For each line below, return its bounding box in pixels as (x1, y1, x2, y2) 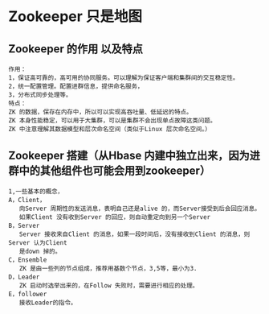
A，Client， (8, 196, 46, 204)
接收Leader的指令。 (18, 299, 77, 307)
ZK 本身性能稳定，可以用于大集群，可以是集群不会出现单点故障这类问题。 (8, 117, 217, 125)
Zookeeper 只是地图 (8, 7, 143, 26)
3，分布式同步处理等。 (8, 91, 72, 99)
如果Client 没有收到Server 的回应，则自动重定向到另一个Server (18, 213, 211, 221)
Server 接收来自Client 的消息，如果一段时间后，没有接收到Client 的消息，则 (18, 230, 251, 238)
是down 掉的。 (18, 247, 62, 255)
